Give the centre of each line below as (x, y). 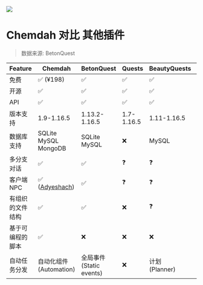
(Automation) (56, 269)
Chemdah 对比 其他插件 (66, 35)
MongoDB (52, 148)
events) (92, 273)
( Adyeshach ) (56, 186)
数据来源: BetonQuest (48, 53)
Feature (21, 68)
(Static (91, 265)
